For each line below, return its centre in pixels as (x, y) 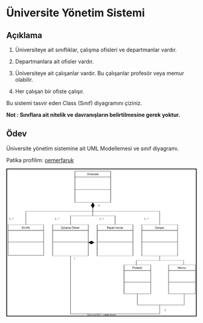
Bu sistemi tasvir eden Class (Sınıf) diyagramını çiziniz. (74, 103)
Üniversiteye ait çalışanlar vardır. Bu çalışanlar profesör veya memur (99, 73)
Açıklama (24, 35)
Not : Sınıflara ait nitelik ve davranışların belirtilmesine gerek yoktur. (93, 115)
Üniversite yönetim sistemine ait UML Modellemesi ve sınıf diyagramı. (93, 148)
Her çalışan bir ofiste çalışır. (50, 91)
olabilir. (24, 80)
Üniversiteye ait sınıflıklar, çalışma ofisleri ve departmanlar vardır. (96, 50)
